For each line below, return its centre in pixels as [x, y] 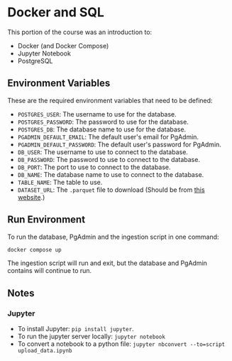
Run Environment [46, 220]
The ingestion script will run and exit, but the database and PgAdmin [107, 263]
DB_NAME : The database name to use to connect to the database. [111, 174]
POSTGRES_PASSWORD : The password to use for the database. [103, 122]
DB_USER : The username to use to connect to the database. [103, 152]
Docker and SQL [56, 12]
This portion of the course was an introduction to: [80, 32]
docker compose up [34, 249]
